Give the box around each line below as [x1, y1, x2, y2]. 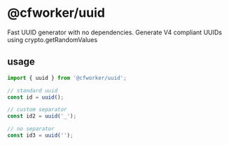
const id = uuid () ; [7, 93, 64, 101]
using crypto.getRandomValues [7, 35, 98, 43]
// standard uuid [7, 87, 58, 94]
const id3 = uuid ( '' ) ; [7, 132, 74, 139]
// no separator [7, 125, 55, 132]
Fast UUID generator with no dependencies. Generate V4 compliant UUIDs [7, 28, 223, 36]
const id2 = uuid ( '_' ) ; [7, 113, 77, 120]
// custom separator [7, 106, 68, 113]
